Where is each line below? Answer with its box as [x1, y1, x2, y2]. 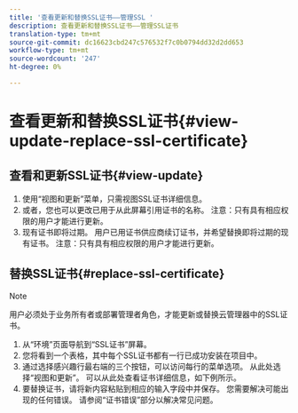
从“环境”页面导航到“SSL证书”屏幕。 [21, 338, 153, 349]
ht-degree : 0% [9, 63, 62, 72]
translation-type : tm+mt [9, 29, 101, 38]
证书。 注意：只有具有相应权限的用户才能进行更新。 [29, 237, 219, 249]
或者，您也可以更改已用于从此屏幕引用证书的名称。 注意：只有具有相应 [21, 204, 281, 215]
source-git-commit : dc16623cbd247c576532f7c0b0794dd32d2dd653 [9, 37, 244, 47]
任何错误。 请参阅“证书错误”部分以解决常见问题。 [37, 394, 219, 405]
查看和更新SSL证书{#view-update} [9, 168, 204, 183]
